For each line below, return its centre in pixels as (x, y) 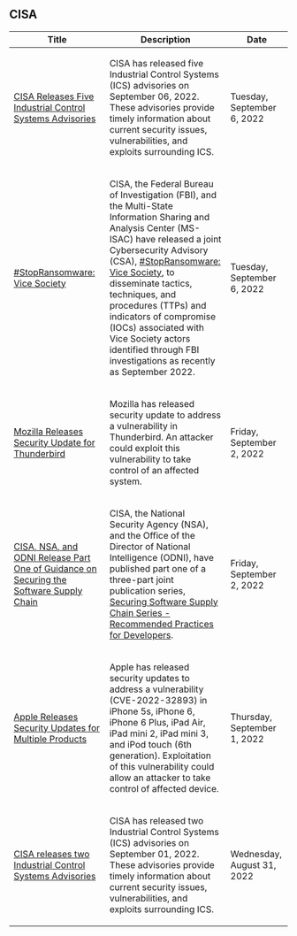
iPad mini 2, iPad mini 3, (159, 733)
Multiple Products (50, 739)
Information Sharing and (160, 217)
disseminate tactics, (151, 283)
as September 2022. (152, 372)
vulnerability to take (150, 459)
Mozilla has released (152, 403)
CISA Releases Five (54, 96)
